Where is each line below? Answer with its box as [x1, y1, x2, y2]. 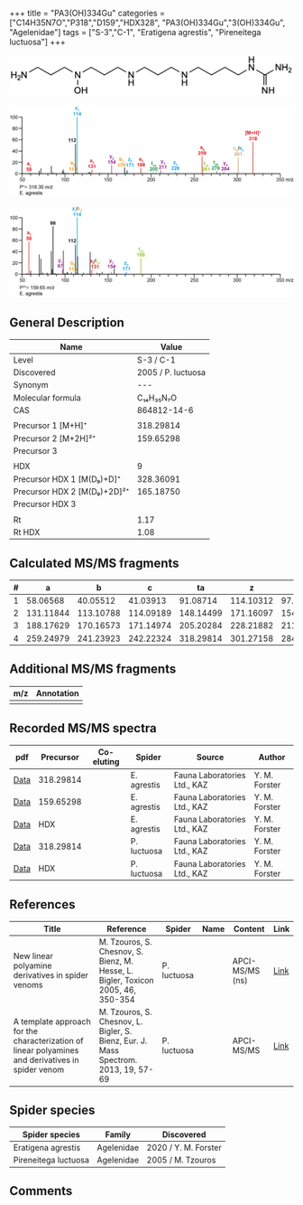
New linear [13, 951, 54, 962]
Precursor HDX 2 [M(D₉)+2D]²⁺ [13, 485, 130, 496]
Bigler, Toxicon [98, 974, 155, 985]
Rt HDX [13, 526, 41, 537]
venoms [13, 980, 43, 991]
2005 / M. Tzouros [146, 1154, 216, 1165]
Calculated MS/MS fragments [9, 555, 179, 570]
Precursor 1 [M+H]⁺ [13, 420, 87, 431]
